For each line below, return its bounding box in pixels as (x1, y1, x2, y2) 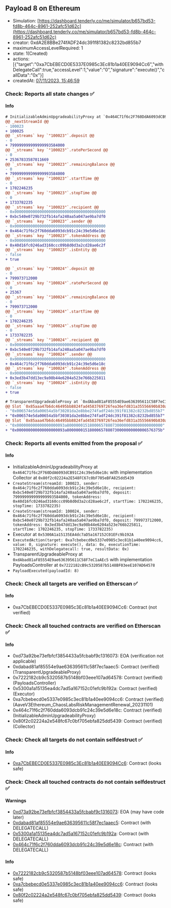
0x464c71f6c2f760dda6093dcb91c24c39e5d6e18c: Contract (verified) (12, 707, 162, 713)
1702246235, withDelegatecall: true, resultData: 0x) (12, 546, 129, 551)
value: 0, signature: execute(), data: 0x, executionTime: (12, 542, 141, 547)
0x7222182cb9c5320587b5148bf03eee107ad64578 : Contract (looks (12, 870, 157, 876)
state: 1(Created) (12, 50, 48, 56)
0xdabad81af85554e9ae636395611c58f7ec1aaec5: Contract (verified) (12, 663, 160, 670)
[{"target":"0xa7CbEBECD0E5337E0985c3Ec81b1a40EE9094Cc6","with (12, 61, 164, 67)
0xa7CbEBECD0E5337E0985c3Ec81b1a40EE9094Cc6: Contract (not (12, 604, 157, 610)
